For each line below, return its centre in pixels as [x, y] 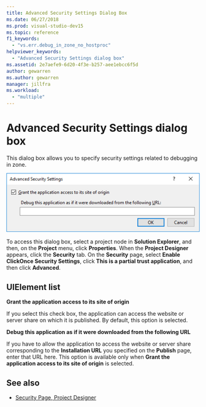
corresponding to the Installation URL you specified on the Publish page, [99, 351]
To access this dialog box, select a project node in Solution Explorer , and [99, 242]
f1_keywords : [23, 39]
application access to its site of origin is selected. [70, 363]
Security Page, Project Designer [55, 398]
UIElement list [33, 287]
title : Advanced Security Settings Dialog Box [67, 13]
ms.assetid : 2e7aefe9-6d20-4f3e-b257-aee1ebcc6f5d [72, 64]
